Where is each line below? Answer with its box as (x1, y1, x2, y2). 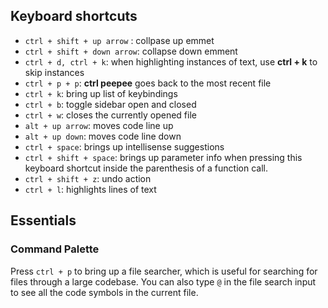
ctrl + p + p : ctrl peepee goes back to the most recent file (24, 77, 272, 89)
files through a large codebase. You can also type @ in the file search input (10, 275, 317, 288)
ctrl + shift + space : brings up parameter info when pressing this (24, 151, 303, 163)
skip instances (24, 66, 85, 78)
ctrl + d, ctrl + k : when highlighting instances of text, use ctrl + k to (24, 55, 318, 68)
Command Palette (10, 242, 100, 256)
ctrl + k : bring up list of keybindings (24, 87, 178, 99)
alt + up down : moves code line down (24, 130, 182, 142)
